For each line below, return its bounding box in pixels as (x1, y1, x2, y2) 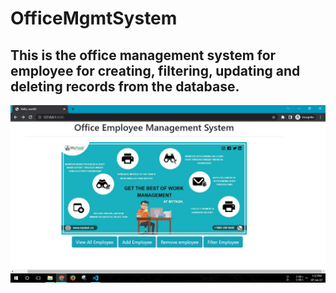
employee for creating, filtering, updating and (10, 62, 301, 79)
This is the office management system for (10, 47, 277, 64)
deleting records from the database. (10, 78, 240, 95)
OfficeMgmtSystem (10, 7, 178, 30)
